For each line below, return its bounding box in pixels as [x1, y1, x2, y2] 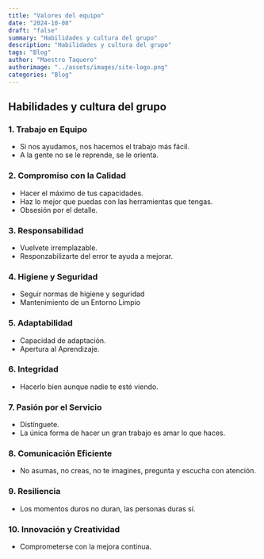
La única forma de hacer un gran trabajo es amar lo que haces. [19, 428, 226, 438]
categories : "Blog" [8, 71, 73, 79]
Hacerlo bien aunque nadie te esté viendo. [19, 382, 159, 391]
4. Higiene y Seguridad [8, 271, 98, 282]
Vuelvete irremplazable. [19, 243, 98, 253]
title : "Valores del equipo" [8, 11, 105, 20]
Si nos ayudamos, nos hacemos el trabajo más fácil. [19, 142, 190, 152]
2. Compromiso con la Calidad [8, 170, 127, 181]
